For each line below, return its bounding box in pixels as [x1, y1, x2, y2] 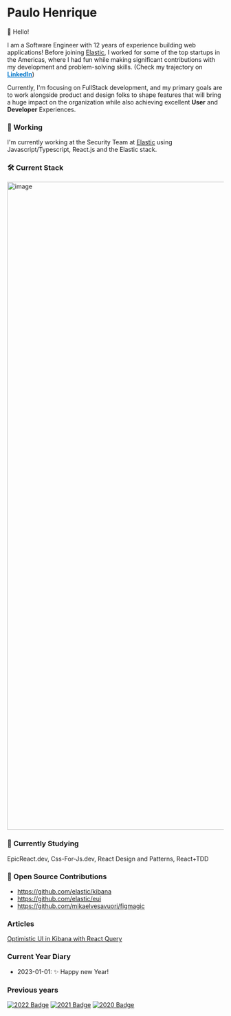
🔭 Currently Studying [7, 839, 79, 848]
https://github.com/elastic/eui [16, 895, 102, 903]
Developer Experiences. [7, 105, 76, 113]
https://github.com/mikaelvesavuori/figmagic [16, 902, 146, 910]
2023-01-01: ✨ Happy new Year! [16, 967, 109, 975]
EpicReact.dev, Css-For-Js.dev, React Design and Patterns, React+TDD [7, 854, 209, 863]
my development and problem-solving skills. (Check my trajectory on [7, 63, 203, 71]
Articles [7, 919, 34, 929]
